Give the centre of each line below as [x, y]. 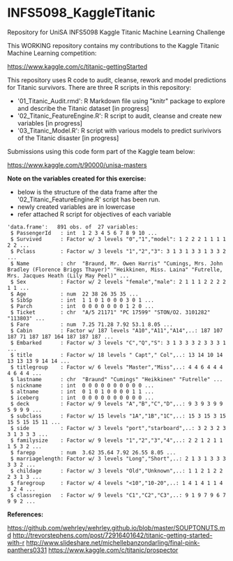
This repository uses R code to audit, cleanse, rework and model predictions [117, 80]
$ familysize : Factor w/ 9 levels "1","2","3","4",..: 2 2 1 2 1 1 [116, 440]
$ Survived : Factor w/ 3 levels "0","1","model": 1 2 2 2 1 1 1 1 [118, 239]
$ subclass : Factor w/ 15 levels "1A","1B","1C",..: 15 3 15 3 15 [118, 416]
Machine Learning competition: [52, 53]
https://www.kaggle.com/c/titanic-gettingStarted [77, 66]
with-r [16, 542]
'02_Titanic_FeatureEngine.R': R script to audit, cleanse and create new [119, 116]
